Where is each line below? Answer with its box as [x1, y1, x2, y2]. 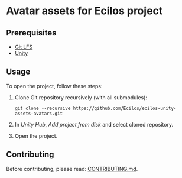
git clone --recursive [14, 105, 71, 111]
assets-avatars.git [14, 111, 63, 116]
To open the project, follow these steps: [6, 82, 103, 89]
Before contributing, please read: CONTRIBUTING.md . [6, 165, 138, 172]
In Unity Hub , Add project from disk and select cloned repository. [14, 121, 173, 128]
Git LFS [14, 43, 33, 50]
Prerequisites [6, 28, 57, 38]
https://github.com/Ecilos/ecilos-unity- [73, 105, 177, 111]
